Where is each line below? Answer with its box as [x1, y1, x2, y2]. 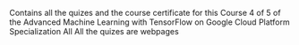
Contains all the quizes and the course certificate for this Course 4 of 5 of [9, 8, 281, 18]
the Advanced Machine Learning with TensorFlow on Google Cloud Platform [9, 17, 290, 27]
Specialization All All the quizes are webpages [9, 26, 179, 36]
